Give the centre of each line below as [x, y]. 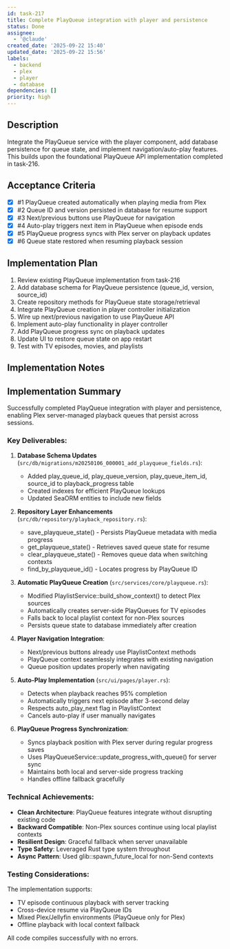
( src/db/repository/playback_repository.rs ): [82, 519]
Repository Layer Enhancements [65, 511]
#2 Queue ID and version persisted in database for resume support [112, 210]
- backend [27, 65]
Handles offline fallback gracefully [76, 779]
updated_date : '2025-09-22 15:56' [57, 53]
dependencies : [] [32, 91]
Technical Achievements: [51, 797]
